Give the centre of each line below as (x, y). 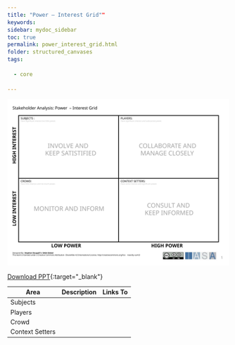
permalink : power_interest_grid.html (63, 45)
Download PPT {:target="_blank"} (55, 276)
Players (21, 312)
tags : (15, 60)
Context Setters (33, 332)
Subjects (23, 302)
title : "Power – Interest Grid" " (56, 15)
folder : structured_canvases (50, 52)
